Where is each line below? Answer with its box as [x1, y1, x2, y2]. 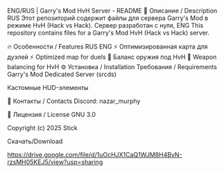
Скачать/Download [7, 137, 63, 145]
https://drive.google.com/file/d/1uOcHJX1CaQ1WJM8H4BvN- [7, 151, 182, 158]
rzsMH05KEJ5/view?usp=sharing [7, 158, 103, 166]
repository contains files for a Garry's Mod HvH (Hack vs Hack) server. [7, 28, 210, 37]
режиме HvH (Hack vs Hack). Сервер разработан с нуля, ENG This [7, 21, 204, 29]
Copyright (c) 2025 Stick [7, 124, 78, 131]
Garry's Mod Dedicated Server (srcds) [7, 70, 117, 78]
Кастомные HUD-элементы [7, 84, 89, 91]
